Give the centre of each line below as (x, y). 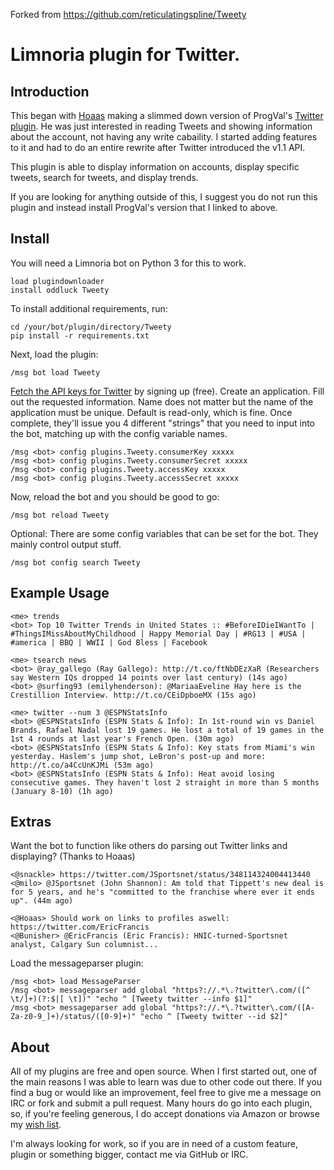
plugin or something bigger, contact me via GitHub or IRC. (129, 1155)
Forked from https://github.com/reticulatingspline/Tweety (128, 14)
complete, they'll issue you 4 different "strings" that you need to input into (162, 423)
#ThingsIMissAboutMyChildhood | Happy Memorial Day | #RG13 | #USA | (158, 634)
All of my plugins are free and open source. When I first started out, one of (164, 1071)
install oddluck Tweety (60, 290)
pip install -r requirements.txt (80, 335)
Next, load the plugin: (54, 354)
